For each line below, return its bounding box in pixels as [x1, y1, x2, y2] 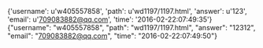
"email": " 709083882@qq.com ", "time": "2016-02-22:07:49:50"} [7, 31, 218, 40]
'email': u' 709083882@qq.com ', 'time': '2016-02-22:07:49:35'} [7, 15, 213, 24]
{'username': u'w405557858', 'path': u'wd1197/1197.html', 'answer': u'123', [7, 7, 247, 15]
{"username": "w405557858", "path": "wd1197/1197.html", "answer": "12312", [7, 23, 256, 32]
